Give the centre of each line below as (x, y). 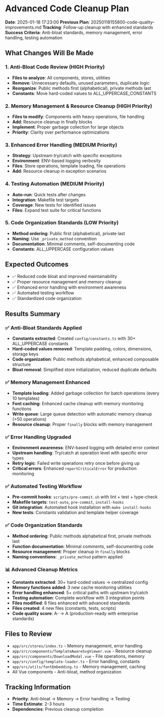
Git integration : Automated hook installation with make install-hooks (82, 508)
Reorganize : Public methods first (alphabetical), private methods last (82, 88)
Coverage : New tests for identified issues (54, 205)
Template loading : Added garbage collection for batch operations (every (86, 393)
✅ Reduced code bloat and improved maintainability (65, 276)
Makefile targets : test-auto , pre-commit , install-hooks (68, 502)
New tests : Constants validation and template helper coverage (75, 512)
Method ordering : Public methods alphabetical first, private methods (82, 536)
